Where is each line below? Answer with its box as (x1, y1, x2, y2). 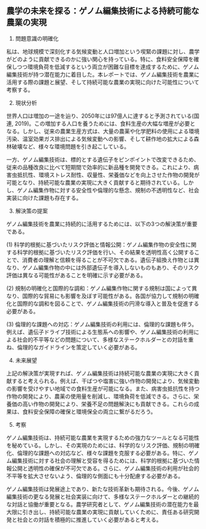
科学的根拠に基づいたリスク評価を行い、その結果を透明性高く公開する (17, 248, 194, 256)
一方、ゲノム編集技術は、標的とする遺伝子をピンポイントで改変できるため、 (6, 156, 199, 163)
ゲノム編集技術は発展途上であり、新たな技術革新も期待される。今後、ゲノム (6, 485, 199, 492)
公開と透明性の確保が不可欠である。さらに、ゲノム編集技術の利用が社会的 (11, 465, 200, 472)
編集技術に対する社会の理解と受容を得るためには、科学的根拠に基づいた (11, 457, 194, 464)
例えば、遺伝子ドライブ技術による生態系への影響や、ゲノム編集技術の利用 (6, 328, 194, 335)
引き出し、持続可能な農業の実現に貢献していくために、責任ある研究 (22, 508, 194, 516)
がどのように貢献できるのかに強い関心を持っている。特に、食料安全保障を (6, 55, 194, 63)
